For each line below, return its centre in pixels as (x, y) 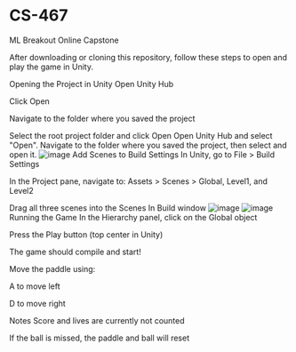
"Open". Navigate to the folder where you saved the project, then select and (148, 145)
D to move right (38, 303)
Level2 (21, 190)
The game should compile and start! (76, 252)
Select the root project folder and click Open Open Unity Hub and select (141, 135)
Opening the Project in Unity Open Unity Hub (92, 84)
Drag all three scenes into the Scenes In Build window (108, 208)
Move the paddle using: (52, 268)
